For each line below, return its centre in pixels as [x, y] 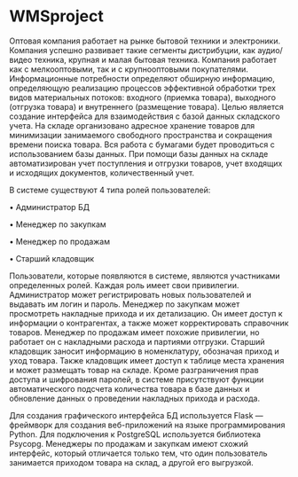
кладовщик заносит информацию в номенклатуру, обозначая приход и [144, 351]
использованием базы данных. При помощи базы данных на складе [139, 153]
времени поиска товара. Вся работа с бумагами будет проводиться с [142, 145]
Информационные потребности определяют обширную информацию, [142, 78]
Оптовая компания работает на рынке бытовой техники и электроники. [145, 41]
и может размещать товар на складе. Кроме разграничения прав [134, 370]
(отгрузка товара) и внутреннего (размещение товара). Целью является [146, 106]
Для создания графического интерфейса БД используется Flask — [136, 415]
